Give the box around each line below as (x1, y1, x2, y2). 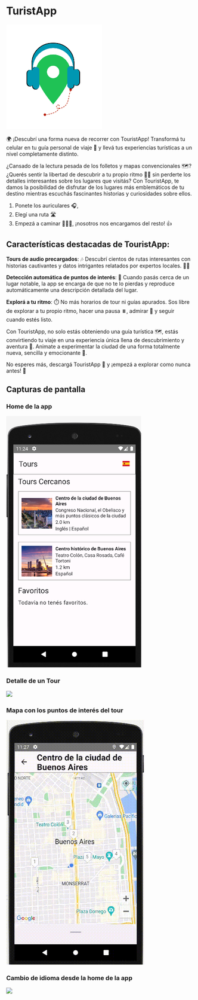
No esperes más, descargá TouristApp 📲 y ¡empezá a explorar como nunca (6, 361, 191, 368)
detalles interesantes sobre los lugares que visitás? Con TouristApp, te (6, 177, 180, 184)
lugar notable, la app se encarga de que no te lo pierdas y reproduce (6, 280, 175, 287)
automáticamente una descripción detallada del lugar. (6, 286, 138, 294)
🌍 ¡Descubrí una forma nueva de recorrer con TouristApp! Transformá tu (6, 135, 185, 142)
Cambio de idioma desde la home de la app (6, 974, 133, 982)
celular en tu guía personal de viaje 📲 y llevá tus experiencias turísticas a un (6, 144, 193, 151)
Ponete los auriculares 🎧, (14, 202, 79, 209)
